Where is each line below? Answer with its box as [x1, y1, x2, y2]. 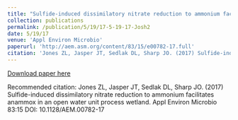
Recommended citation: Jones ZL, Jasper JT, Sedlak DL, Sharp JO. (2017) [7, 83, 224, 91]
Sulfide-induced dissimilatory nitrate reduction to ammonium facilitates [7, 90, 215, 99]
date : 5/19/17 [7, 30, 50, 37]
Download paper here [7, 68, 71, 78]
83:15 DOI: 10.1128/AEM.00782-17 [7, 105, 105, 114]
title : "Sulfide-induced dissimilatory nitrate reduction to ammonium [7, 10, 220, 18]
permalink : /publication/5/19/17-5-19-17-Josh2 [7, 23, 151, 30]
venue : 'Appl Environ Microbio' [7, 37, 103, 44]
